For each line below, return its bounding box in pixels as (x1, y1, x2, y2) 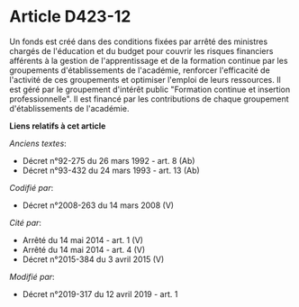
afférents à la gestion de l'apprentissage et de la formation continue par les (9, 55, 288, 66)
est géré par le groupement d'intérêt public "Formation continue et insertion (9, 84, 291, 95)
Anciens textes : (9, 138, 68, 149)
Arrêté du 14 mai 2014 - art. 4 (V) (22, 244, 146, 255)
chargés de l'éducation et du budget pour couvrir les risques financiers (9, 45, 274, 56)
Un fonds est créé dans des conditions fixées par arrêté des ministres (9, 36, 268, 47)
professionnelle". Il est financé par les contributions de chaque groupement (9, 93, 290, 104)
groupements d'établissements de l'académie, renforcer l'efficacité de (9, 65, 270, 76)
